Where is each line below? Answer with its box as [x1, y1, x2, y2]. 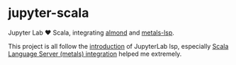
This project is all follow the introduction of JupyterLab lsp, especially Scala [8, 42, 229, 50]
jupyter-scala [8, 5, 89, 21]
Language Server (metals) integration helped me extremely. [8, 49, 182, 58]
